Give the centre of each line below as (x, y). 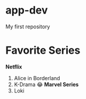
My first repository (28, 27)
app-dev (27, 10)
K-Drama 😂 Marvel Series (46, 84)
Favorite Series (43, 50)
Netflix (14, 67)
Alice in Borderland (37, 78)
